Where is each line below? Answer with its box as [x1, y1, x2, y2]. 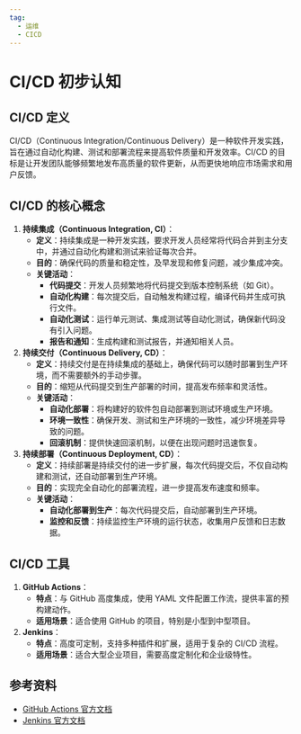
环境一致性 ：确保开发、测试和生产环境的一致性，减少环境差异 [49, 415, 279, 425]
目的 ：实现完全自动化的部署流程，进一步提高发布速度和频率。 [35, 482, 265, 493]
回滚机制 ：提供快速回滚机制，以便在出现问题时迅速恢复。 [49, 437, 262, 448]
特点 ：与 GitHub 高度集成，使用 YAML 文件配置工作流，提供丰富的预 [35, 593, 289, 604]
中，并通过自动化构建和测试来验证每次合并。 [35, 246, 202, 257]
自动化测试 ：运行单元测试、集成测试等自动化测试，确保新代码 [49, 314, 279, 325]
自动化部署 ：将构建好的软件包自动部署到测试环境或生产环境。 [49, 404, 279, 415]
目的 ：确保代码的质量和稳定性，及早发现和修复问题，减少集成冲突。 [35, 257, 288, 268]
